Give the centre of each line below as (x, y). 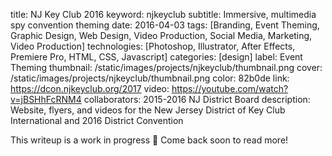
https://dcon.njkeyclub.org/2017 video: (90, 88)
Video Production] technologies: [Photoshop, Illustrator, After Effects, (153, 46)
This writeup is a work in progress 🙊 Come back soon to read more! (149, 140)
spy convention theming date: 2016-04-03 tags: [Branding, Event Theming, (165, 25)
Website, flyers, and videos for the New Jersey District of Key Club (148, 110)
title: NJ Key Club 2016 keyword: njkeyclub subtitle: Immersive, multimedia (163, 14)
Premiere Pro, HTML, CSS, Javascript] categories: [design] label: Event (156, 57)
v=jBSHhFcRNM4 (46, 99)
